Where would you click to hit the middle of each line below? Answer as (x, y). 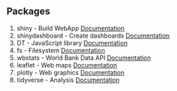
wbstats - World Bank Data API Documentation (84, 58)
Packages (28, 11)
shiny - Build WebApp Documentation (70, 28)
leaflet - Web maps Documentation (67, 65)
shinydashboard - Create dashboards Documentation (93, 35)
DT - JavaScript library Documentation (72, 43)
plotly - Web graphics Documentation (70, 72)
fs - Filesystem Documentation (61, 50)
